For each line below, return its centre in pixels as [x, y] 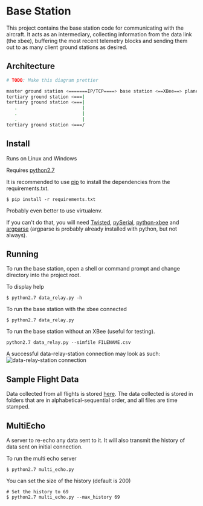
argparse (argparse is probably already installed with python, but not [92, 229]
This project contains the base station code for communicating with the [95, 28]
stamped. [18, 407]
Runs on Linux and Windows [42, 158]
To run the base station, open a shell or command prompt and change [93, 269]
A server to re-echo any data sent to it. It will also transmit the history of [96, 440]
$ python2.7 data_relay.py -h [44, 298]
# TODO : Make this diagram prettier [52, 80]
